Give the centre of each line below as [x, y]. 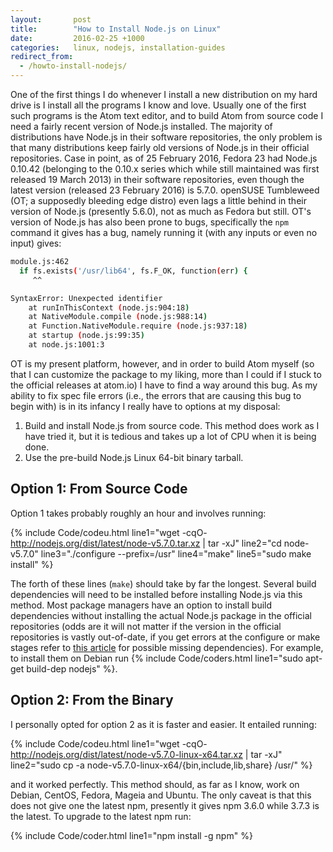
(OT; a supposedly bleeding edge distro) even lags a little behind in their [158, 200]
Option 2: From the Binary [92, 700]
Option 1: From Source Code [99, 489]
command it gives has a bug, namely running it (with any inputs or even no [164, 232]
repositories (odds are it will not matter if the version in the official [146, 626]
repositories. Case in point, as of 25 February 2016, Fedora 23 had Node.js [164, 158]
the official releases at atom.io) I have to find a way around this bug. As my [164, 385]
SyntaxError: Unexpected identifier [86, 298]
